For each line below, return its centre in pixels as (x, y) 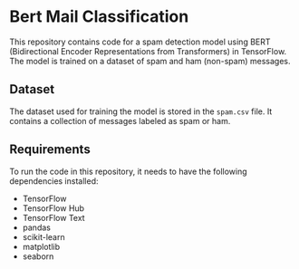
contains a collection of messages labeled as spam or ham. (120, 120)
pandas (37, 227)
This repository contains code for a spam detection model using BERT (140, 42)
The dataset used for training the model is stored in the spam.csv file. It (141, 111)
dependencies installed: (54, 181)
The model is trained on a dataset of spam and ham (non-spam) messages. (150, 61)
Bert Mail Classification (99, 17)
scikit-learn (43, 236)
